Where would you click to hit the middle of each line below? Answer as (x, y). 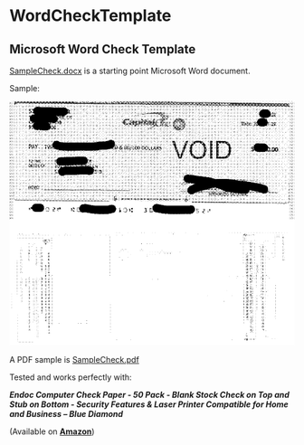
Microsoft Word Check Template (103, 49)
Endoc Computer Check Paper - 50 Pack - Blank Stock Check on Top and (149, 394)
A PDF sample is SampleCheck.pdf (75, 359)
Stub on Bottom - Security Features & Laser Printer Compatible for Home (149, 404)
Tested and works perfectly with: (71, 377)
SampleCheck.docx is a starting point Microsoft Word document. (130, 71)
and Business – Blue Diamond (66, 413)
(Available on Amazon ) (52, 431)
